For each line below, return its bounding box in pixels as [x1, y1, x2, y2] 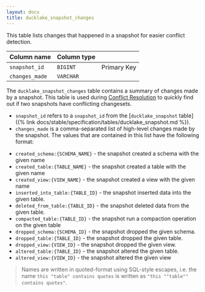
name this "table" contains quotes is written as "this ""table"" [21, 272, 188, 279]
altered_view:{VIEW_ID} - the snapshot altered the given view [15, 253, 171, 261]
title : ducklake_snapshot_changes [6, 15, 95, 21]
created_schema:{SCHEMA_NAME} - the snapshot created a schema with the [15, 149, 199, 157]
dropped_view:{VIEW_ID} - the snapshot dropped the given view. [15, 241, 176, 248]
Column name [9, 53, 51, 61]
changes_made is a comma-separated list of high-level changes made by [15, 125, 195, 132]
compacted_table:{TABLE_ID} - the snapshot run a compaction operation [15, 215, 197, 222]
